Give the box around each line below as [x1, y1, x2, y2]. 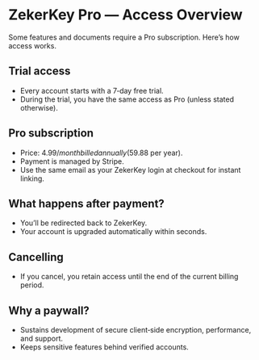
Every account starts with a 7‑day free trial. [19, 86, 164, 95]
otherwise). [19, 103, 58, 112]
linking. [19, 174, 44, 183]
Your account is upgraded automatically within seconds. [19, 227, 207, 237]
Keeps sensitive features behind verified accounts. [19, 342, 190, 352]
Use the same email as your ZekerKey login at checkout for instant [19, 165, 241, 174]
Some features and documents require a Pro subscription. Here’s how [8, 32, 240, 42]
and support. [19, 333, 63, 343]
